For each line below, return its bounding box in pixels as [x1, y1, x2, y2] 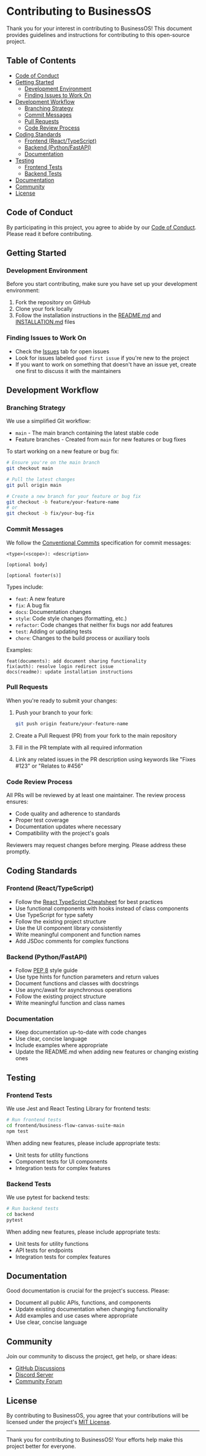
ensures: [6, 798, 29, 805]
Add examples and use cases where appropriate [15, 1312, 138, 1320]
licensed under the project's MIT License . [6, 1418, 112, 1425]
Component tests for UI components [15, 1157, 108, 1165]
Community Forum [15, 1378, 63, 1385]
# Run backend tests [6, 1205, 59, 1211]
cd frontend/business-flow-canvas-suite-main [6, 1122, 124, 1128]
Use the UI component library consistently [15, 924, 123, 932]
